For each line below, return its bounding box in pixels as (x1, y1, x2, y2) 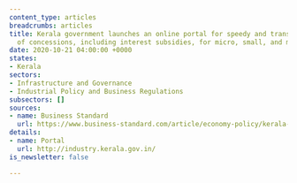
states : (9, 54, 38, 63)
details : (9, 128, 42, 137)
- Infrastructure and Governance (9, 79, 133, 88)
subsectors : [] (9, 95, 65, 104)
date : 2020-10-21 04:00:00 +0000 (9, 46, 133, 55)
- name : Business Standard (9, 111, 109, 120)
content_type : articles (9, 12, 97, 22)
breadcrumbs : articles (9, 21, 93, 30)
